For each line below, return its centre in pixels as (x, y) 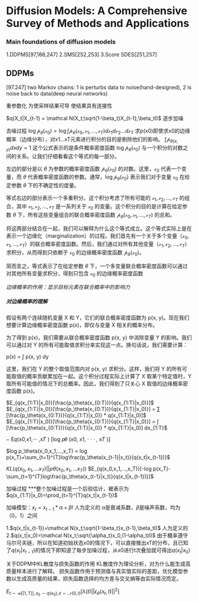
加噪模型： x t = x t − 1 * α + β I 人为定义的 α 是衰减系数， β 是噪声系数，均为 (93, 508)
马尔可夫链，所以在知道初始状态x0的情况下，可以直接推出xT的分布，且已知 (97, 543)
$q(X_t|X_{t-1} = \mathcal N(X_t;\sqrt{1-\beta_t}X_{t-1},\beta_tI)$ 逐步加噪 (95, 119)
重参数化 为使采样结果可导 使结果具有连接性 (59, 106)
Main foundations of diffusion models (61, 42)
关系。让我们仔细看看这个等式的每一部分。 (68, 156)
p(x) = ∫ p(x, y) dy (27, 356)
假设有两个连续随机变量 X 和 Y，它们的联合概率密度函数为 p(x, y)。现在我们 (98, 317)
